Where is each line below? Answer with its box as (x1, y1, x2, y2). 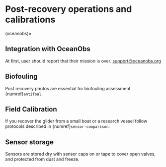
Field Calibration (5, 105, 57, 113)
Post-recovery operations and (5, 3, 132, 15)
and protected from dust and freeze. (5, 156, 80, 162)
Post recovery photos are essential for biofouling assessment (5, 85, 131, 91)
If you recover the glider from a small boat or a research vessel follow (5, 118, 148, 124)
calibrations (5, 14, 56, 25)
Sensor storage (5, 138, 54, 146)
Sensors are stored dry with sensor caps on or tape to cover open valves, (5, 151, 156, 157)
